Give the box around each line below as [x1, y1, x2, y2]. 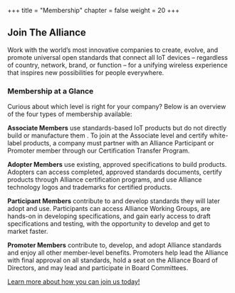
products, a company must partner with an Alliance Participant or [23, 139, 215, 148]
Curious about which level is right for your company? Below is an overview [7, 103, 226, 111]
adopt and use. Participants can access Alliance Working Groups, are [7, 205, 211, 213]
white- [209, 131, 229, 140]
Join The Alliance [7, 26, 87, 38]
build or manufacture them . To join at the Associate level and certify [7, 131, 208, 140]
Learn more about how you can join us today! [7, 277, 140, 286]
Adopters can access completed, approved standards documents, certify [7, 168, 222, 177]
